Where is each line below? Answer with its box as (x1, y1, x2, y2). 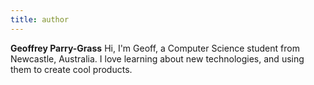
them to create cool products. (10, 63, 133, 75)
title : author (10, 14, 70, 25)
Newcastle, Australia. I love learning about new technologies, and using (10, 52, 305, 65)
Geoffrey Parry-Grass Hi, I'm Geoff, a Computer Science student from (10, 42, 300, 54)
